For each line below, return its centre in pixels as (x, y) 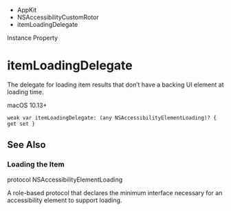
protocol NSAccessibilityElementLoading (65, 179)
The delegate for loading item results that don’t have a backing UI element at (115, 85)
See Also (26, 145)
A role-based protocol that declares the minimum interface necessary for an (115, 192)
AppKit (27, 10)
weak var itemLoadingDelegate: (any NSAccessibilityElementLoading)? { (112, 118)
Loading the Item (36, 164)
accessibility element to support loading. (65, 200)
